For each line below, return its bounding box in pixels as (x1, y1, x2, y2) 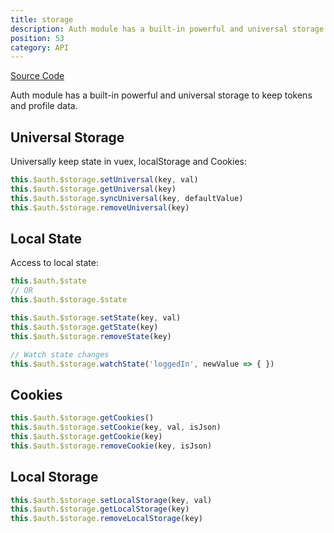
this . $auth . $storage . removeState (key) (10, 331, 172, 341)
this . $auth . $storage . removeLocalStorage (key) (10, 514, 203, 524)
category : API (10, 42, 70, 53)
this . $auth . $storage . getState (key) (10, 322, 159, 332)
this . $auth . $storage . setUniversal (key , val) (10, 175, 199, 185)
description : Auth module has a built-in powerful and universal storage (10, 24, 325, 34)
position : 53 (10, 33, 65, 43)
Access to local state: (10, 257, 99, 269)
